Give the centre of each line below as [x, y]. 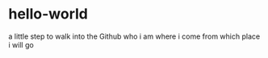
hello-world [48, 14]
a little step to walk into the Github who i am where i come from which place [134, 36]
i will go [21, 44]
